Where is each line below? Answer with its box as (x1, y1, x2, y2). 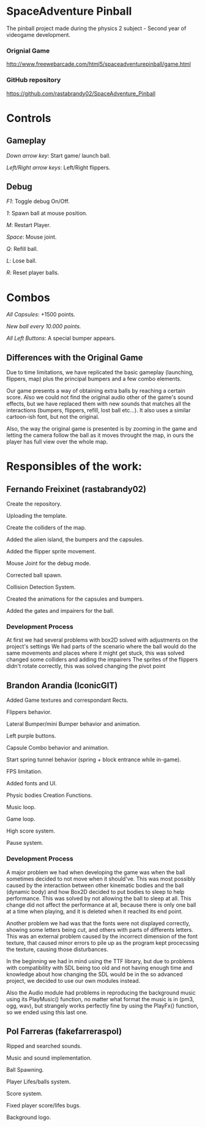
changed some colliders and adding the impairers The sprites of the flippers (6, 656, 198, 663)
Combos (6, 290, 50, 304)
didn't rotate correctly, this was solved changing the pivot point (6, 663, 166, 670)
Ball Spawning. (6, 1066, 44, 1074)
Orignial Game (6, 46, 50, 55)
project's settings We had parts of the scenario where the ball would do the (6, 643, 196, 650)
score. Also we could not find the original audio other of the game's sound (6, 394, 194, 401)
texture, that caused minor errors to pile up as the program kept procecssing (6, 939, 199, 946)
